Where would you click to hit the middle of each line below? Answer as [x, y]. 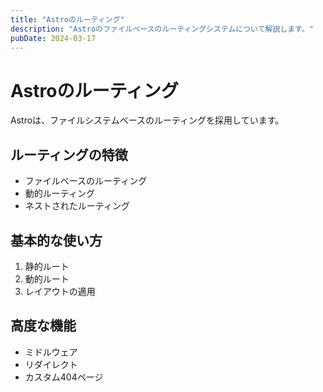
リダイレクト [51, 364]
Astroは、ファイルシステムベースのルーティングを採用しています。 [147, 120]
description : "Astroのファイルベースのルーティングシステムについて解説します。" [162, 29]
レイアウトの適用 [60, 291]
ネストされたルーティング [77, 206]
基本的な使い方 [56, 240]
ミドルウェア [51, 352]
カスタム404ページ [64, 377]
